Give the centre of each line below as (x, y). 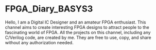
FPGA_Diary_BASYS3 (49, 9)
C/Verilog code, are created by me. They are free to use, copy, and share (78, 37)
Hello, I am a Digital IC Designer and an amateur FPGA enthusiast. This (76, 22)
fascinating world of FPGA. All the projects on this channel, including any (78, 32)
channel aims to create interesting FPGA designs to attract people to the (77, 27)
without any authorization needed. (39, 42)
